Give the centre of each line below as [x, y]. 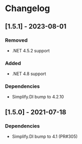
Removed [16, 40]
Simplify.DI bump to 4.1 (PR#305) [45, 137]
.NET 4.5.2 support [31, 50]
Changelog [27, 8]
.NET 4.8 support [29, 74]
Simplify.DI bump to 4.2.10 [38, 97]
